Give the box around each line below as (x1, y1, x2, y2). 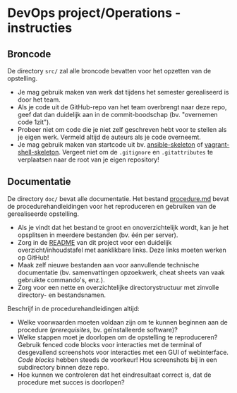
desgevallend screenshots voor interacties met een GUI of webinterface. (17, 348, 229, 356)
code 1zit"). (17, 118, 51, 126)
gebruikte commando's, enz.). (17, 275, 105, 284)
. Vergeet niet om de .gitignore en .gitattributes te (59, 148, 214, 156)
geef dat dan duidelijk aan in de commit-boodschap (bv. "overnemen (17, 111, 218, 119)
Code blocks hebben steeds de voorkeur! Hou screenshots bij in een (17, 355, 217, 364)
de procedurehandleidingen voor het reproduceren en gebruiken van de (7, 202, 217, 210)
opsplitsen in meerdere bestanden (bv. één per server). (17, 231, 178, 239)
